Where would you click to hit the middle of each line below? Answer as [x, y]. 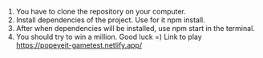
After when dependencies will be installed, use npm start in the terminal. [135, 28]
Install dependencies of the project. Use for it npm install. [111, 20]
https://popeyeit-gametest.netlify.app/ [79, 45]
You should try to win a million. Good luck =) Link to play [109, 37]
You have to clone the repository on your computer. [101, 12]
